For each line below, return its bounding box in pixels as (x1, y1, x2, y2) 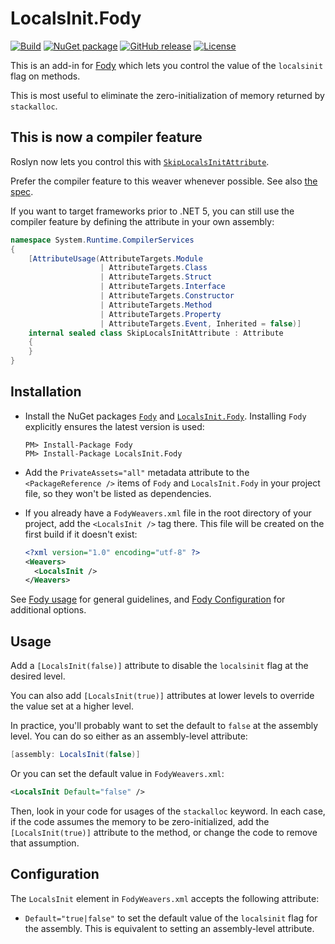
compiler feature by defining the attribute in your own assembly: (10, 215, 275, 227)
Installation (10, 383, 82, 401)
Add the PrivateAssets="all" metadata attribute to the (24, 466, 250, 478)
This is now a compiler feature (10, 129, 203, 146)
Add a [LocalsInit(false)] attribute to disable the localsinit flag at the (10, 660, 309, 672)
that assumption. (10, 837, 80, 849)
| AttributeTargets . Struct (99, 272, 213, 282)
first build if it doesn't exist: (24, 528, 138, 540)
